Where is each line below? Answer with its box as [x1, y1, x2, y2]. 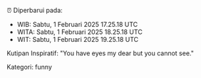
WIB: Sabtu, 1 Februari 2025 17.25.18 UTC [16, 21, 138, 28]
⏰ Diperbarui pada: [6, 6, 63, 14]
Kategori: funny [6, 63, 53, 71]
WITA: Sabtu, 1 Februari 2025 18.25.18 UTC [16, 28, 143, 36]
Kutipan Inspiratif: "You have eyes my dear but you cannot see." [6, 49, 194, 57]
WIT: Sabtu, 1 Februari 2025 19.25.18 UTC [16, 35, 139, 43]
